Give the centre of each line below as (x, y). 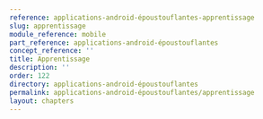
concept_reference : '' (52, 51)
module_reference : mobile (57, 34)
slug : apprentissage (48, 26)
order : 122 (30, 76)
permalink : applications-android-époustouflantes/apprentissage (132, 92)
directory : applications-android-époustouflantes (104, 84)
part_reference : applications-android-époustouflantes (114, 42)
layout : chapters (42, 101)
